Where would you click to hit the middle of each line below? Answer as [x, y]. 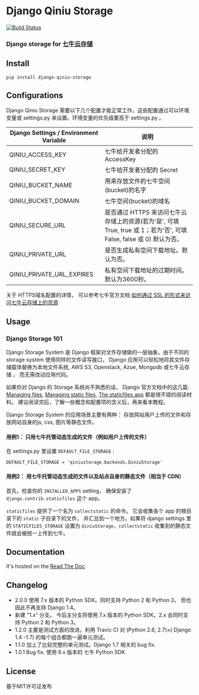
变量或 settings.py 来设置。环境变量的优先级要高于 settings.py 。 [85, 118]
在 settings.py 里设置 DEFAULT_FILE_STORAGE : [60, 451]
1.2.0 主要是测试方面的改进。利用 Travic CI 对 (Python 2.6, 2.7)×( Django [103, 630]
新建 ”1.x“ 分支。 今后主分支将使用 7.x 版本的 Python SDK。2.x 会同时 [99, 615]
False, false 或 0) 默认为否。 [144, 239]
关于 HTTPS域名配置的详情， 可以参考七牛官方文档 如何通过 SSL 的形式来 [96, 295]
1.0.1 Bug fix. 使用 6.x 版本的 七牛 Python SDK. [70, 652]
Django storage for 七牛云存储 [49, 44]
